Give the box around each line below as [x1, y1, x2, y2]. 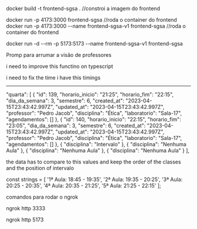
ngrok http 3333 [6, 205, 46, 211]
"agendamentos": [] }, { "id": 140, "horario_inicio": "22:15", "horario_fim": [6, 116, 182, 122]
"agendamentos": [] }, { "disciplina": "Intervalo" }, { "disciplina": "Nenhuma [6, 141, 186, 148]
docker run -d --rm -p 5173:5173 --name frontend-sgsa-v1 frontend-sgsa [6, 40, 183, 47]
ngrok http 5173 [6, 216, 44, 223]
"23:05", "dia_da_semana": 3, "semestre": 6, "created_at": [6, 122, 146, 129]
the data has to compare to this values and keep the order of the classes [6, 158, 181, 165]
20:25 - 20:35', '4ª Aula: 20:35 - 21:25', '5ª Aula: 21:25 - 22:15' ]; [6, 182, 161, 189]
